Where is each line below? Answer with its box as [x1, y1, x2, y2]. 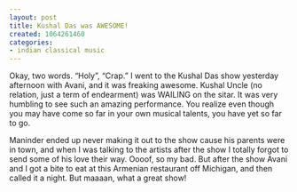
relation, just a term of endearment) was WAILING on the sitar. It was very [9, 90, 278, 100]
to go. [9, 117, 31, 129]
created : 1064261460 [9, 29, 86, 38]
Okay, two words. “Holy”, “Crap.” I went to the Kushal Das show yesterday [9, 70, 279, 81]
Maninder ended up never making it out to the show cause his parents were [9, 135, 285, 146]
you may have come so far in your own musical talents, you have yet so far [9, 108, 282, 119]
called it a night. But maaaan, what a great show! [9, 172, 187, 183]
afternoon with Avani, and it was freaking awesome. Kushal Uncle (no [9, 80, 263, 91]
